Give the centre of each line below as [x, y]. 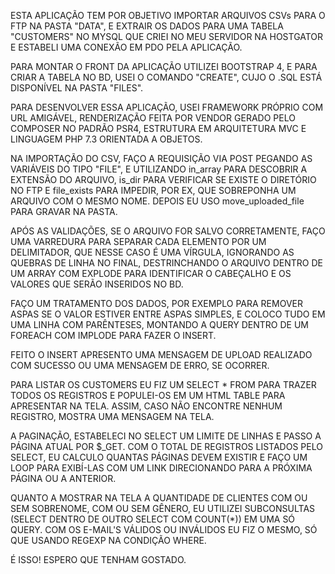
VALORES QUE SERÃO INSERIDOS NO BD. [97, 284]
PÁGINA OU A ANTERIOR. [63, 478]
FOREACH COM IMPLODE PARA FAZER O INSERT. [113, 335]
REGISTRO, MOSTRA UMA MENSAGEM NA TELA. [112, 416]
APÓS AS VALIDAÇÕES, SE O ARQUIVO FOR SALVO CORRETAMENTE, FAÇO [168, 231]
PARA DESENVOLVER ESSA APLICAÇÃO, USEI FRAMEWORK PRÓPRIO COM [167, 107]
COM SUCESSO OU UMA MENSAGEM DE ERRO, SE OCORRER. [140, 365]
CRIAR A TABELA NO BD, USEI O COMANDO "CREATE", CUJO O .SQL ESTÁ [166, 77]
